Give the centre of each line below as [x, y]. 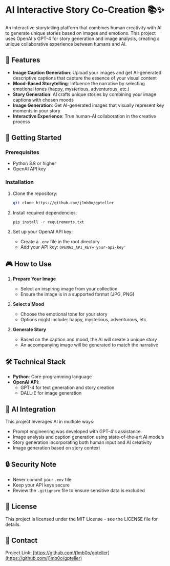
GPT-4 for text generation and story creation [67, 387]
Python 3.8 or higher [34, 163]
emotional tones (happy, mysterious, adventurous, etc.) [71, 89]
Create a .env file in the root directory [60, 242]
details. [13, 524]
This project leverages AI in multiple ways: [50, 421]
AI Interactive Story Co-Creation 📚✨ [85, 10]
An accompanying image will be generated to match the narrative [89, 345]
